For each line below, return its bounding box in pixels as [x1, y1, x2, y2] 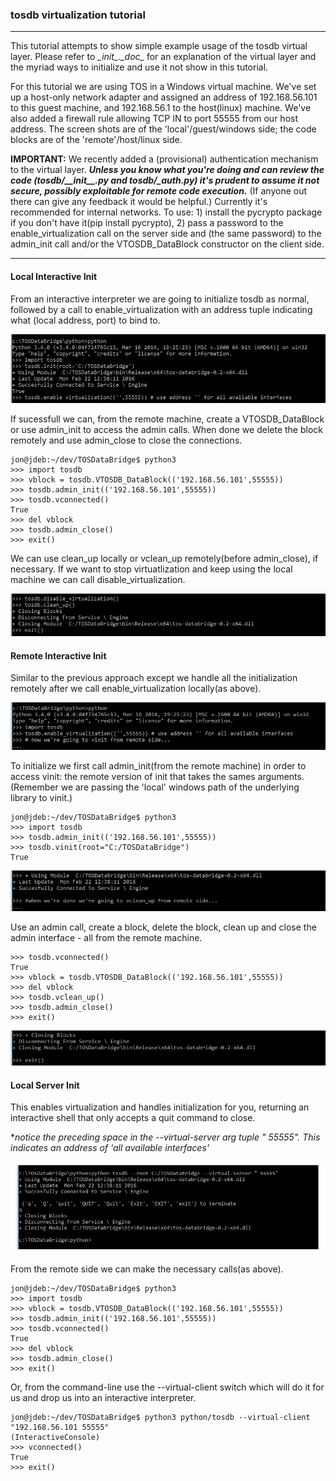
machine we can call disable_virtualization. [10, 574, 186, 586]
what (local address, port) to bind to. [10, 314, 161, 326]
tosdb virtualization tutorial [10, 8, 146, 22]
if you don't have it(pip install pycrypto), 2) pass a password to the [10, 217, 284, 229]
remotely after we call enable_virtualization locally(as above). [10, 683, 262, 695]
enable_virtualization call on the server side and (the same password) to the [10, 228, 322, 240]
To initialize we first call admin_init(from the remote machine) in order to [10, 759, 307, 772]
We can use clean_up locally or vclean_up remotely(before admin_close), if [10, 553, 319, 565]
